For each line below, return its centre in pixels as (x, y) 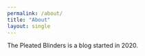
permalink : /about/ (35, 13)
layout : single (29, 26)
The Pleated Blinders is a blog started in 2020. (73, 46)
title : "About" (29, 20)
